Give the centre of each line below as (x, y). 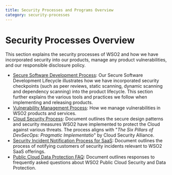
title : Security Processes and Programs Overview (60, 10)
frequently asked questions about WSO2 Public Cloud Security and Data (89, 163)
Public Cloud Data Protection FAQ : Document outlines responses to (84, 157)
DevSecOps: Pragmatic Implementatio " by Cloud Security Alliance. (83, 135)
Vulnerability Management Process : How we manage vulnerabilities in (87, 108)
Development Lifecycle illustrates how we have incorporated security (86, 81)
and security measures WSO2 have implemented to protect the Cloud (86, 124)
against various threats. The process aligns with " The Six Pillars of (83, 130)
